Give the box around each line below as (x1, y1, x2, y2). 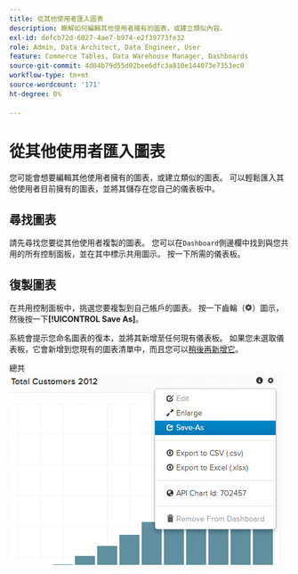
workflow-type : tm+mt (9, 71, 90, 80)
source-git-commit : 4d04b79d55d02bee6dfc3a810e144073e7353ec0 (9, 61, 245, 70)
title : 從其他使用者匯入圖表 (9, 14, 104, 23)
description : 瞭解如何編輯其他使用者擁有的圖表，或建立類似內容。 (9, 23, 227, 33)
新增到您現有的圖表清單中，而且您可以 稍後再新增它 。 (47, 344, 243, 355)
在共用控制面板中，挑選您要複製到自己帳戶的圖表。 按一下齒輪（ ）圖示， (9, 303, 284, 314)
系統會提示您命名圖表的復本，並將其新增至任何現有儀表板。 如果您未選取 (9, 332, 277, 343)
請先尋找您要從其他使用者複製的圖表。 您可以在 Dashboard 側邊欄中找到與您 (9, 237, 282, 249)
